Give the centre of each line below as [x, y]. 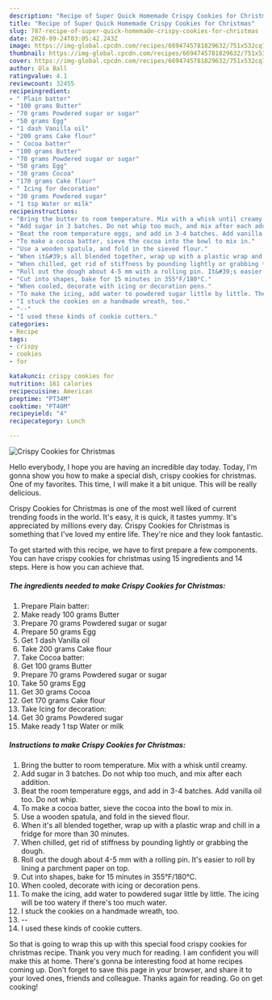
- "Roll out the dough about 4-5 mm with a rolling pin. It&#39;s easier [136, 272]
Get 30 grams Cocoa [56, 691]
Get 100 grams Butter [56, 666]
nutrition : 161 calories [51, 384]
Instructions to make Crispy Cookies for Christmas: [98, 745]
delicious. [25, 493]
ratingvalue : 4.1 [38, 76]
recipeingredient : [40, 91]
